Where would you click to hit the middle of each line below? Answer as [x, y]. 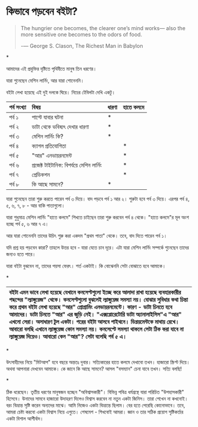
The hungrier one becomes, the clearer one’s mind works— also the [103, 28]
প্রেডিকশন [41, 175]
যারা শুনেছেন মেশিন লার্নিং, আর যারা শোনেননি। [45, 80]
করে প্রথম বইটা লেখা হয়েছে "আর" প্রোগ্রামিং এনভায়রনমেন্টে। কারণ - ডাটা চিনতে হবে [91, 307]
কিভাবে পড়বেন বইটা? [42, 12]
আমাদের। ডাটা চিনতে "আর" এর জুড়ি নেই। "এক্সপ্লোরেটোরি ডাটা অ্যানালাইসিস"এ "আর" [95, 314]
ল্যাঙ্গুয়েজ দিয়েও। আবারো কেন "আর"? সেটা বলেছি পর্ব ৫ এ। [68, 336]
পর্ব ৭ [14, 175]
